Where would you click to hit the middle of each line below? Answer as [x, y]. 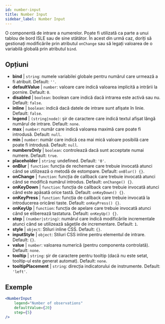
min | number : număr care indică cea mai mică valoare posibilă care [80, 140]
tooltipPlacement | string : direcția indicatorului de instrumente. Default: [86, 266]
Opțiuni [17, 64]
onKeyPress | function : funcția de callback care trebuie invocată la [81, 198]
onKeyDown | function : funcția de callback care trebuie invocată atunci [86, 187]
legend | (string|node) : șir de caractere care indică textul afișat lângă [84, 119]
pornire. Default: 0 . [31, 92]
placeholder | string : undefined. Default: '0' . [59, 161]
